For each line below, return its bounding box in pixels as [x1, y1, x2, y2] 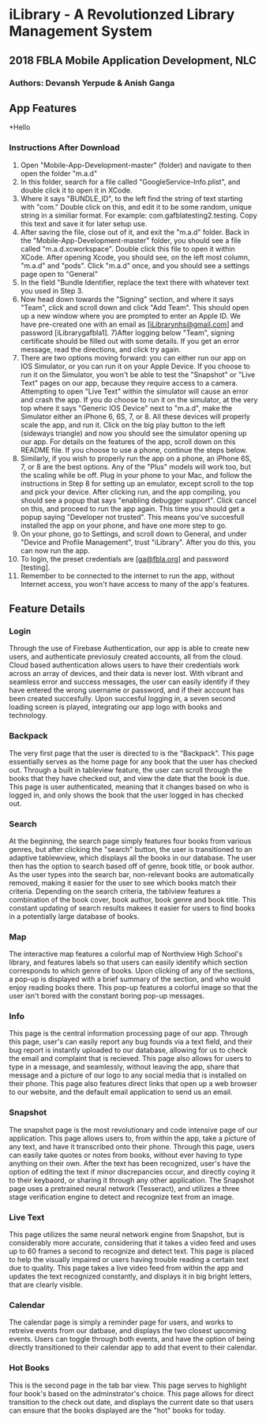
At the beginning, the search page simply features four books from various [9, 836, 252, 846]
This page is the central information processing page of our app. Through [9, 1029, 249, 1038]
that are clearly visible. [9, 1280, 83, 1290]
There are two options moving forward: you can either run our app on [20, 353, 246, 362]
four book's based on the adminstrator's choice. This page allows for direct [9, 1388, 254, 1398]
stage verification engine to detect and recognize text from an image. [9, 1192, 234, 1201]
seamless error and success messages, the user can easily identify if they [9, 677, 250, 687]
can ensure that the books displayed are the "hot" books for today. [9, 1406, 226, 1415]
